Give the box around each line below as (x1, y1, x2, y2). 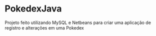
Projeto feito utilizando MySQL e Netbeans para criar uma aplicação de (4, 19, 151, 25)
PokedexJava (4, 3, 62, 14)
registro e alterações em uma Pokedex (4, 24, 84, 30)
